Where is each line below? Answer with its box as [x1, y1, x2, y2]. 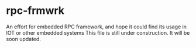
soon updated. [6, 35, 41, 42]
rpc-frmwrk [6, 4, 65, 17]
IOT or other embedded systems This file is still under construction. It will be [6, 29, 190, 36]
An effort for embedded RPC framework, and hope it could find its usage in [6, 23, 187, 30]
